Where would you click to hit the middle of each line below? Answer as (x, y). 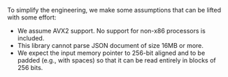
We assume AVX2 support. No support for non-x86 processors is (112, 31)
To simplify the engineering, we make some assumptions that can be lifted (114, 10)
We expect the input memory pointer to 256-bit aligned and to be (111, 53)
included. (31, 38)
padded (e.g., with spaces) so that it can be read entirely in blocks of (116, 60)
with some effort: (32, 17)
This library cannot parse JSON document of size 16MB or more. (111, 45)
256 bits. (30, 68)
